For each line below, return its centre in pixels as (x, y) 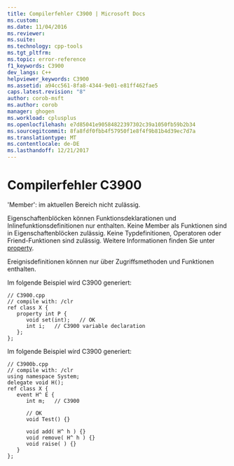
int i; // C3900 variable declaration (85, 326)
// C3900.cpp (26, 295)
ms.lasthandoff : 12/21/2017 (48, 151)
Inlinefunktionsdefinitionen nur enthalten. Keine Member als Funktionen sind (117, 226)
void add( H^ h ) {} (56, 432)
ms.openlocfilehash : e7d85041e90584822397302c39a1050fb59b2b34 (102, 124)
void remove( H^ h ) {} (61, 438)
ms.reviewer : (26, 33)
